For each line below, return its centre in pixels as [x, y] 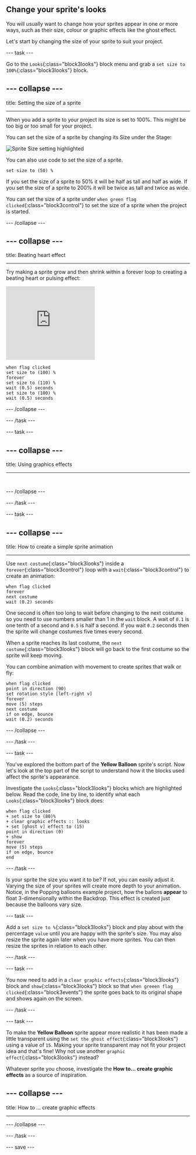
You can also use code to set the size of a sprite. [64, 160]
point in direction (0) [35, 832]
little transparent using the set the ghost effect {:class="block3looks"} [92, 1039]
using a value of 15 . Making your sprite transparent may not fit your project [96, 1045]
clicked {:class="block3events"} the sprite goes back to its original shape [94, 992]
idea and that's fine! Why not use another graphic [66, 1051]
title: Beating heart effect [36, 255]
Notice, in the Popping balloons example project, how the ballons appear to [97, 892]
